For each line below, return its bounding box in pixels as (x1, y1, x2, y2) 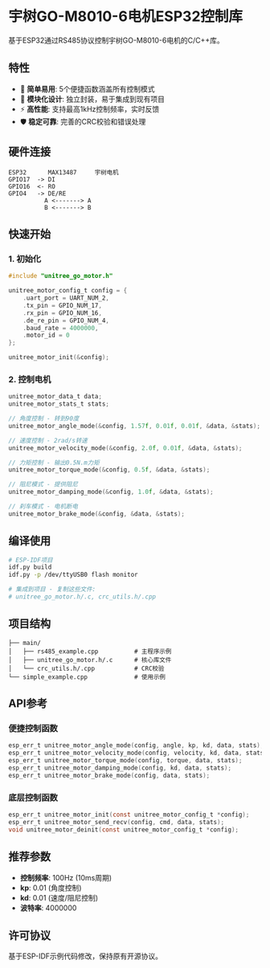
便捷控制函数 (8, 723, 59, 734)
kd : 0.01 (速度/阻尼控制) (19, 892, 99, 902)
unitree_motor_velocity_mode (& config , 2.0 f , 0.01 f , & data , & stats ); (8, 443, 243, 452)
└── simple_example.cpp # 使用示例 (8, 672, 166, 681)
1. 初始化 (8, 253, 42, 264)
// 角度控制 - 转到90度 (8, 415, 80, 423)
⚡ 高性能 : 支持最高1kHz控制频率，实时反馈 (19, 104, 160, 113)
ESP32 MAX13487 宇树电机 (8, 168, 119, 177)
